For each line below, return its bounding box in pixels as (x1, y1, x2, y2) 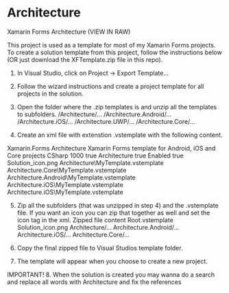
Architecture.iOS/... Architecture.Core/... (16, 230, 130, 239)
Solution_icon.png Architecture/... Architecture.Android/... (16, 223, 180, 231)
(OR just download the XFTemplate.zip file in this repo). (7, 55, 163, 63)
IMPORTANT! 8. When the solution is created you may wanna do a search (7, 270, 215, 279)
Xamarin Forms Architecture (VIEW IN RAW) (7, 28, 131, 36)
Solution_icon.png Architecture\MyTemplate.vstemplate (7, 158, 164, 166)
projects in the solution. (16, 89, 84, 98)
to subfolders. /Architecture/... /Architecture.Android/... (16, 110, 172, 118)
